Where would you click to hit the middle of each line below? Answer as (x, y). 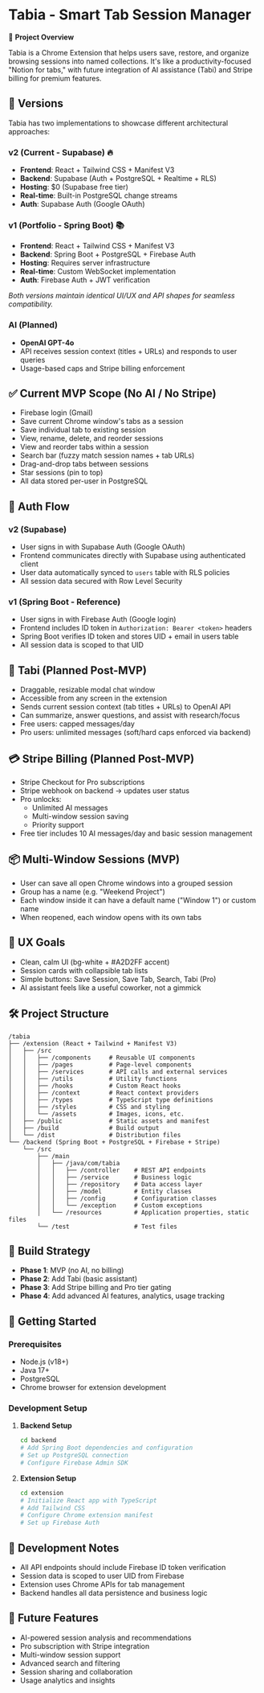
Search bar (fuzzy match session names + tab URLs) (107, 455)
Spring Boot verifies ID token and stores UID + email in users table (129, 636)
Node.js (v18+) (44, 1362)
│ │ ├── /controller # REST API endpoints (122, 1170)
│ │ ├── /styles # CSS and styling (89, 1107)
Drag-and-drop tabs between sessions (84, 464)
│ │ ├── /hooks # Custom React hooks (95, 1086)
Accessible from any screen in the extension (93, 698)
